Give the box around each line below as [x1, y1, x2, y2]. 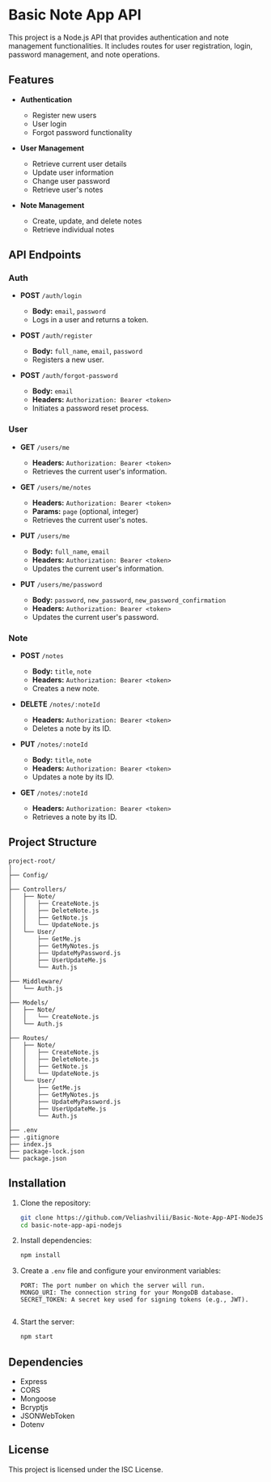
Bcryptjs [19, 1402, 49, 1412]
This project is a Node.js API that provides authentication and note [8, 32, 229, 42]
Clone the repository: [19, 1198, 91, 1208]
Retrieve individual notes [32, 224, 115, 234]
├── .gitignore [8, 1133, 60, 1141]
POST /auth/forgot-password [19, 371, 119, 380]
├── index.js [8, 1140, 53, 1149]
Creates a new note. [32, 684, 100, 694]
